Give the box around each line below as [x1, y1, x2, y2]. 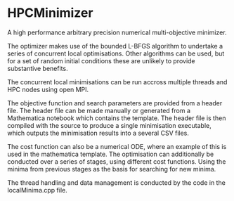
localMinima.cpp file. [7, 186, 68, 194]
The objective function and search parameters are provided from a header [7, 98, 223, 107]
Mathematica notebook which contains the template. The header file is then [7, 114, 226, 122]
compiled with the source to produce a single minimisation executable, [7, 121, 212, 129]
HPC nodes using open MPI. [7, 85, 89, 93]
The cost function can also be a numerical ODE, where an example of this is [7, 142, 227, 150]
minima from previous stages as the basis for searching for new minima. [7, 164, 216, 173]
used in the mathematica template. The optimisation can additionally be [7, 150, 214, 158]
